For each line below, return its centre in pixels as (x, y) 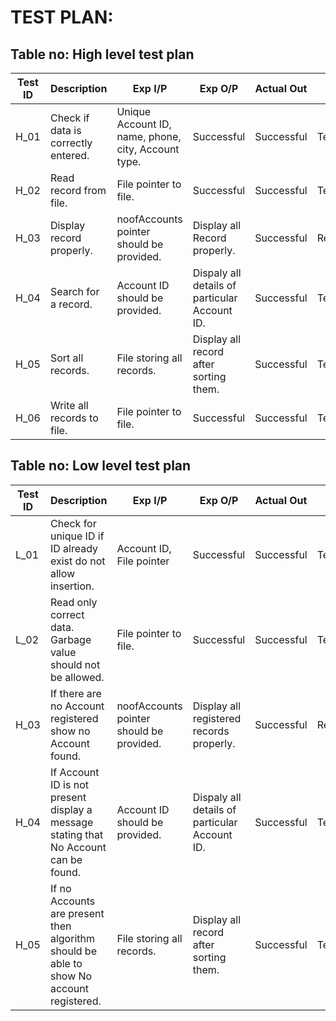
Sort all (66, 358)
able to (66, 963)
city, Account (148, 149)
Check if (69, 118)
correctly (71, 143)
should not (75, 664)
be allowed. (77, 677)
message (71, 822)
